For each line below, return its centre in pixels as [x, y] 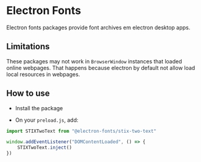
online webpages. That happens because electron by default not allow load [101, 68]
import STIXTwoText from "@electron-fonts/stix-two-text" [81, 131]
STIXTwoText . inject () [44, 148]
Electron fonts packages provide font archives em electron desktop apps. [98, 27]
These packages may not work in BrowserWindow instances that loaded [94, 61]
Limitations [28, 47]
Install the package [39, 108]
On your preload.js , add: [47, 120]
